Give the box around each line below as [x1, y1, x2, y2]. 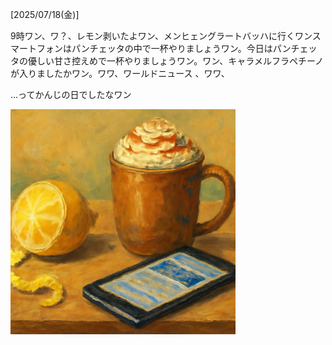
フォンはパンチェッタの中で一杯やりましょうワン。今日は [36, 43, 273, 54]
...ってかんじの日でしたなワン [10, 89, 132, 100]
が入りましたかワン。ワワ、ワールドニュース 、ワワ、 [10, 68, 230, 79]
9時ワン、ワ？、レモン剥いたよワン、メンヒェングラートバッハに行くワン [10, 30, 313, 42]
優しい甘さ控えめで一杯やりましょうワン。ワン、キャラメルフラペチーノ [27, 55, 325, 67]
